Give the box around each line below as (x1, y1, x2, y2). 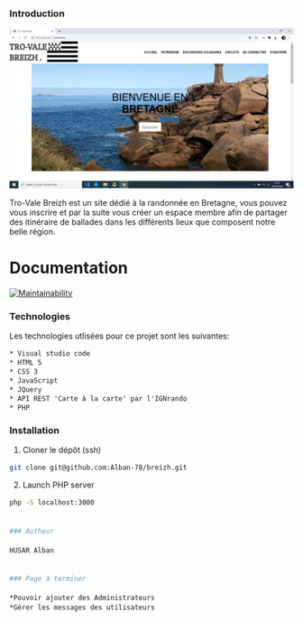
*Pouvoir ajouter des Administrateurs (9, 593, 155, 602)
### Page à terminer (9, 574, 87, 584)
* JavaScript (9, 376, 59, 385)
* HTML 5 (9, 358, 42, 367)
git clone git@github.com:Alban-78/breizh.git (9, 463, 188, 472)
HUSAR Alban (9, 545, 54, 555)
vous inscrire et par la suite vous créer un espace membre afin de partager (9, 207, 289, 218)
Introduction (9, 7, 65, 20)
